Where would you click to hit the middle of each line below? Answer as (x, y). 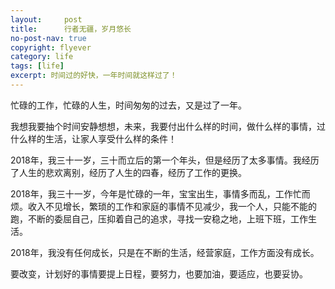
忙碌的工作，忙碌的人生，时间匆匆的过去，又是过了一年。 (128, 105)
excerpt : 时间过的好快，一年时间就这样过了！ (94, 76)
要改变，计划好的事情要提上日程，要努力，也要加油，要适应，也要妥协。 (159, 273)
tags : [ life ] (37, 66)
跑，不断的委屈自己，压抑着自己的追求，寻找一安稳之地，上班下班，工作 (159, 218)
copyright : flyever (51, 47)
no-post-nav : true (48, 38)
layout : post (46, 19)
